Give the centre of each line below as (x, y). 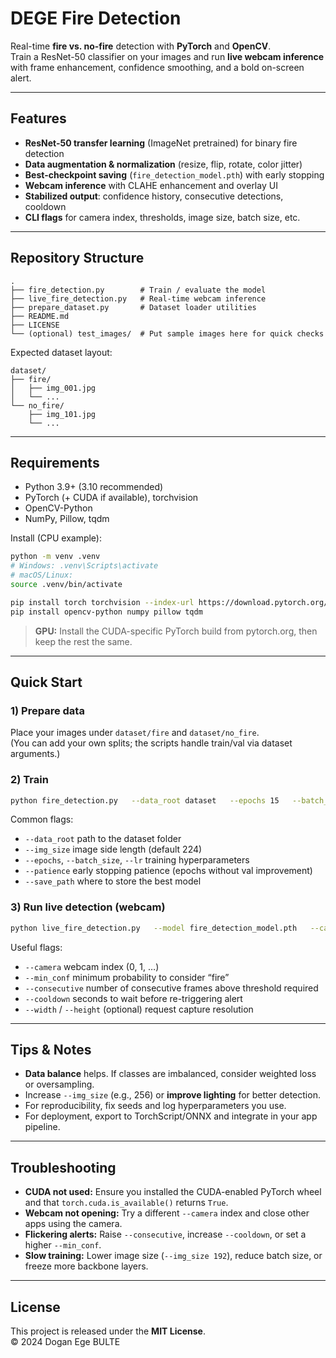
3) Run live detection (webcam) (88, 907)
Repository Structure (77, 258)
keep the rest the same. (83, 641)
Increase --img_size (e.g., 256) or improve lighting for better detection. (172, 1095)
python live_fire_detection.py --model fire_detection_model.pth (154, 928)
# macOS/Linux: (42, 575)
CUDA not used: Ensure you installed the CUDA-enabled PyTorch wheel (173, 1192)
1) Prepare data (47, 710)
